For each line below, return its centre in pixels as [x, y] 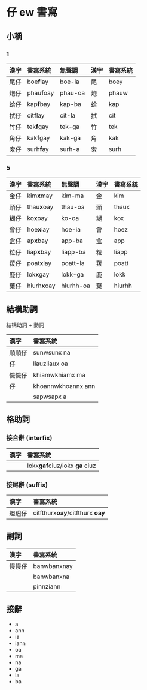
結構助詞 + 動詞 [25, 325]
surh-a [70, 149]
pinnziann [47, 586]
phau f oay [41, 92]
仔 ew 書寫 [32, 12]
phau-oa [72, 92]
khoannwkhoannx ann [64, 386]
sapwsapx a [50, 397]
